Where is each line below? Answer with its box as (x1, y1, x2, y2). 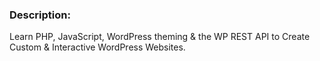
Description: (9, 8, 71, 22)
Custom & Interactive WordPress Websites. (9, 41, 186, 53)
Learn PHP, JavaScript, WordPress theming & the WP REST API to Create (9, 31, 311, 43)
